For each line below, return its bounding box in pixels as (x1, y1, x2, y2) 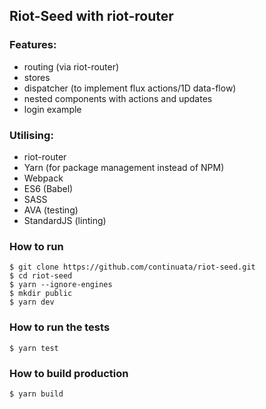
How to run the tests (9, 320, 111, 334)
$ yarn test (9, 343, 59, 353)
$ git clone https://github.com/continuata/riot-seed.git (9, 262, 256, 273)
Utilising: (9, 128, 54, 142)
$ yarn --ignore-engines (9, 280, 113, 290)
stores (23, 71, 51, 83)
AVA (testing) (23, 204, 79, 216)
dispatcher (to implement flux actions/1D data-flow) (23, 82, 237, 94)
